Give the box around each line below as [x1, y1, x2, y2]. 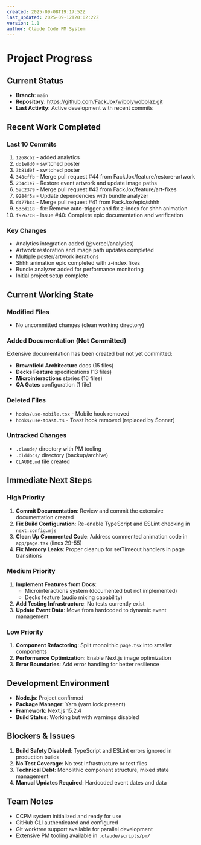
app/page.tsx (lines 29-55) [15, 539, 82, 546]
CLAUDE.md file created [15, 458, 70, 465]
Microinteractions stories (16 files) [15, 375, 103, 382]
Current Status [7, 75, 64, 86]
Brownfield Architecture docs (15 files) [15, 362, 114, 369]
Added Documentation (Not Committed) [7, 336, 127, 344]
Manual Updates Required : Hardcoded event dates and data [15, 779, 167, 786]
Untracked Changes [7, 431, 67, 440]
